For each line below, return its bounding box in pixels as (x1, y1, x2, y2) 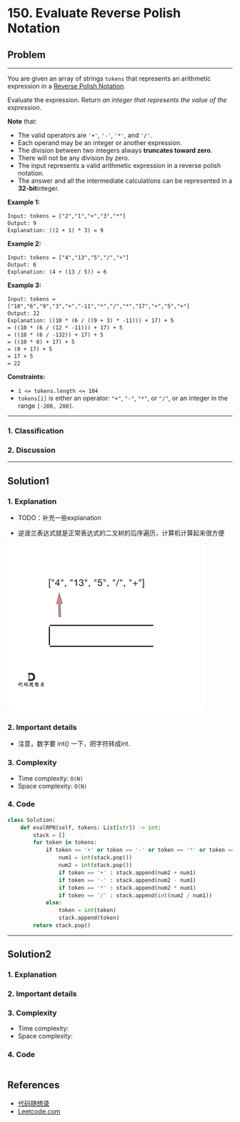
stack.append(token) (58, 914, 120, 922)
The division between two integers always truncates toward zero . (17, 146, 213, 154)
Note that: (7, 117, 37, 126)
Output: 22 (7, 310, 40, 317)
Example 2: (7, 239, 41, 248)
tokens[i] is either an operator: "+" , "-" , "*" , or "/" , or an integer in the (17, 394, 229, 402)
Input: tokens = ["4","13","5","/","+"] (7, 254, 130, 261)
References (7, 1079, 60, 1091)
